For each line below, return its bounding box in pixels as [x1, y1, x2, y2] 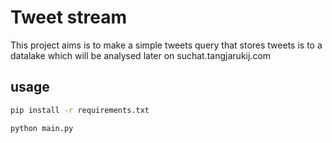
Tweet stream [10, 6, 128, 29]
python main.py [10, 123, 74, 133]
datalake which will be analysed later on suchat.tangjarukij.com [10, 49, 272, 61]
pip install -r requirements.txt [10, 105, 150, 115]
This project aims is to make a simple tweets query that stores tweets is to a [10, 39, 323, 51]
